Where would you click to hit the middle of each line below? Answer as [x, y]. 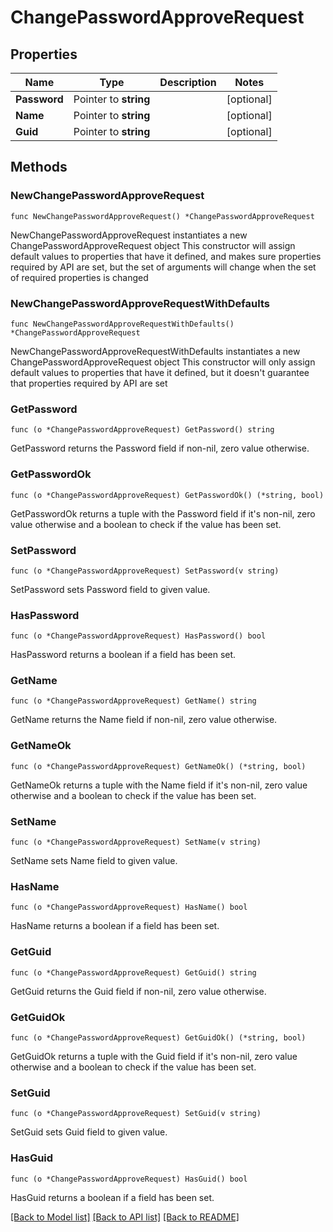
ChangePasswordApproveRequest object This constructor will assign [153, 245]
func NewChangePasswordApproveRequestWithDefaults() [122, 324]
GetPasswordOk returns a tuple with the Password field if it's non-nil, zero [163, 513]
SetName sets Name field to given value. [94, 861]
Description [188, 82]
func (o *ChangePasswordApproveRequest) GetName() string [133, 701]
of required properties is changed [79, 277]
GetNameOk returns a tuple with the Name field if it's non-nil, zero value [159, 785]
